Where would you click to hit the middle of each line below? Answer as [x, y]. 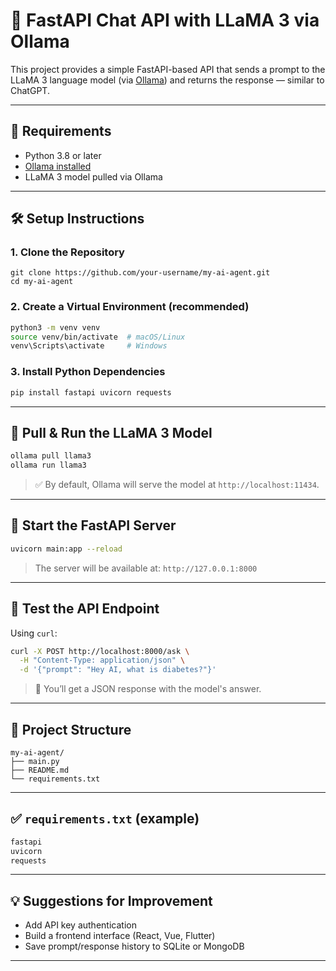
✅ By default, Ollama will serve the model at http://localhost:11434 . [177, 485]
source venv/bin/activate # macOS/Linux [98, 337]
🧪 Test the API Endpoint [85, 609]
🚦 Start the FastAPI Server [93, 525]
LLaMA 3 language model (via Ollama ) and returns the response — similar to [167, 80]
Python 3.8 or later [63, 155]
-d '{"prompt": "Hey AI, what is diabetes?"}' [118, 670]
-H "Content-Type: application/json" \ [102, 660]
